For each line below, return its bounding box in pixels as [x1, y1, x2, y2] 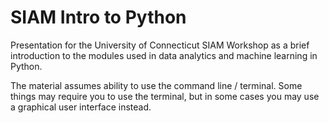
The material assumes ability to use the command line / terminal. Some [10, 79, 303, 91]
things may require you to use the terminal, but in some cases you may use [10, 90, 320, 102]
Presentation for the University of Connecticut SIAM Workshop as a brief [10, 39, 310, 51]
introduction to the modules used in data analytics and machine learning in [10, 49, 318, 61]
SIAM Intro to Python [10, 6, 187, 29]
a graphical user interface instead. [10, 101, 152, 113]
